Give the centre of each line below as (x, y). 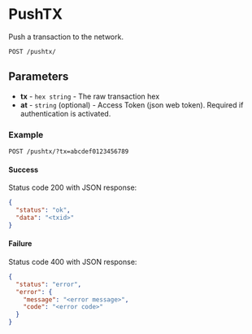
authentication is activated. (65, 113)
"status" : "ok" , (43, 210)
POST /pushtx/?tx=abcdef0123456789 (69, 152)
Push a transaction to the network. (66, 37)
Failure (20, 244)
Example (26, 134)
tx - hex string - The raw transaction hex (90, 96)
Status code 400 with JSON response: (73, 261)
